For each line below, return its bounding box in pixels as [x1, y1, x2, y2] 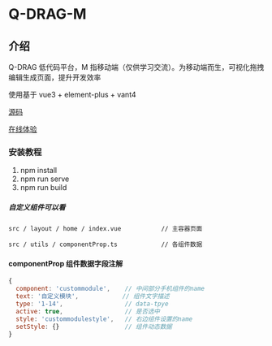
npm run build [19, 183, 67, 192]
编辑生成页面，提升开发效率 [8, 72, 101, 82]
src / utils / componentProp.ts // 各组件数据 [8, 240, 203, 249]
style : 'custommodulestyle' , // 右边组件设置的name [15, 314, 193, 323]
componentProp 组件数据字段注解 [8, 258, 123, 268]
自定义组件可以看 [8, 202, 66, 212]
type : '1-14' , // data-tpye [15, 300, 169, 309]
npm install [19, 166, 58, 175]
